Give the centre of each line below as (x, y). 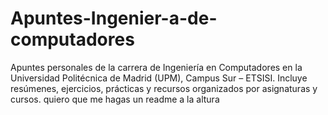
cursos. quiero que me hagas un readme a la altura (115, 99)
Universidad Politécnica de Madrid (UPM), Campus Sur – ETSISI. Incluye (159, 78)
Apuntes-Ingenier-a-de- (114, 18)
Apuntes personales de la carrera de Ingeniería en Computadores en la (156, 67)
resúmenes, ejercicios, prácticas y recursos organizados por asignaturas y (164, 88)
